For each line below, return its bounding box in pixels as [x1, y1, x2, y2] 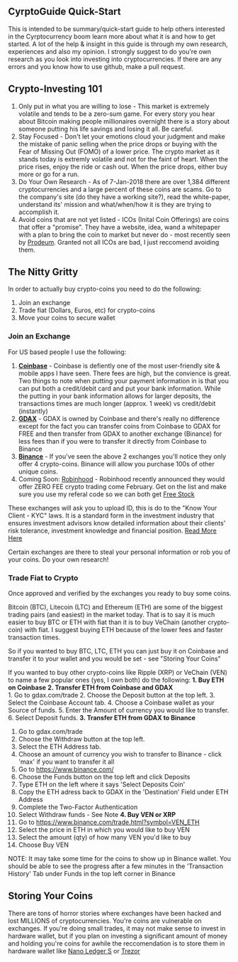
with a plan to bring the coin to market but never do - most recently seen [18, 230, 231, 239]
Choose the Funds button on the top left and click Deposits [18, 773, 191, 781]
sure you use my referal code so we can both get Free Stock [18, 490, 195, 498]
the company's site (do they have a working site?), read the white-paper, [18, 192, 231, 201]
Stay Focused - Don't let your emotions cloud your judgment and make [18, 132, 225, 141]
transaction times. [8, 633, 61, 642]
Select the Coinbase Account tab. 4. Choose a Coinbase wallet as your [8, 698, 215, 707]
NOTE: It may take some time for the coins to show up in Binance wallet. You [8, 855, 231, 863]
